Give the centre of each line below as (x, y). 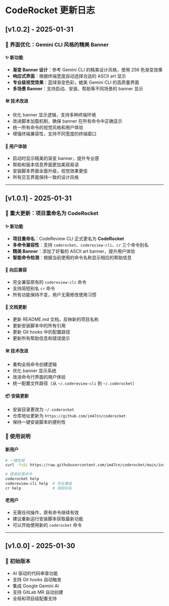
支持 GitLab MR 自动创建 (38, 592)
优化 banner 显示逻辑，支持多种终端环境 (54, 114)
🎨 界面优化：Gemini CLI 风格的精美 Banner (57, 44)
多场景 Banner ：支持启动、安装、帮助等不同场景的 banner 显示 (78, 88)
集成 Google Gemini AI (36, 586)
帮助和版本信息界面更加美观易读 (46, 165)
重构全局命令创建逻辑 (34, 365)
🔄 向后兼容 (16, 270)
